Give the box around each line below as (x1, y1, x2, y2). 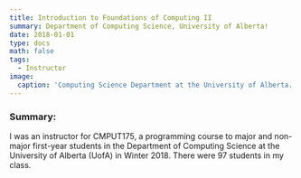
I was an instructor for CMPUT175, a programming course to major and (9, 130, 273, 141)
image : (9, 72, 34, 81)
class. (9, 159, 32, 170)
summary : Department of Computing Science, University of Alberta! (9, 22, 269, 31)
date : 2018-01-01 (9, 30, 75, 39)
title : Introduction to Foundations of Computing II (9, 13, 212, 23)
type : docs (9, 38, 51, 48)
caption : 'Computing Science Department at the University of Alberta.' (17, 80, 297, 89)
